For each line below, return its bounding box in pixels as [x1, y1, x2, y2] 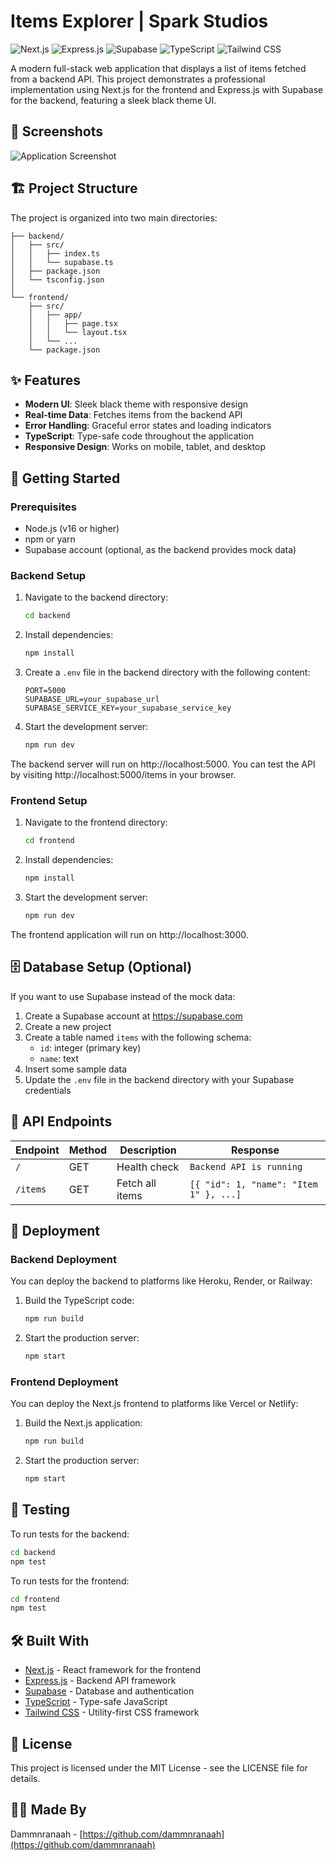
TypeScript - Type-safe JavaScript [24, 1696, 168, 1708]
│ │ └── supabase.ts [10, 257, 114, 267]
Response [230, 1143, 280, 1157]
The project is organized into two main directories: [10, 211, 218, 224]
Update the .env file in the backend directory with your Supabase [24, 1073, 295, 1085]
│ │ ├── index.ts [10, 248, 101, 259]
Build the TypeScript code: [24, 1295, 135, 1307]
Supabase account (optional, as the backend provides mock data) [24, 544, 297, 556]
